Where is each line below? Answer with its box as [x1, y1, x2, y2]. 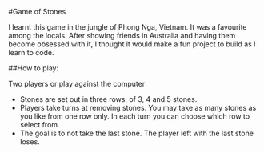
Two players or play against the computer [8, 79, 146, 88]
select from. [19, 120, 60, 129]
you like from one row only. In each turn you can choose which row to [19, 111, 250, 121]
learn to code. [8, 48, 54, 57]
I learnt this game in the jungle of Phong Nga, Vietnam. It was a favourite [8, 22, 247, 31]
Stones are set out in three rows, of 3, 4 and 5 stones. [19, 95, 198, 103]
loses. [19, 137, 40, 147]
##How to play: [8, 63, 58, 73]
